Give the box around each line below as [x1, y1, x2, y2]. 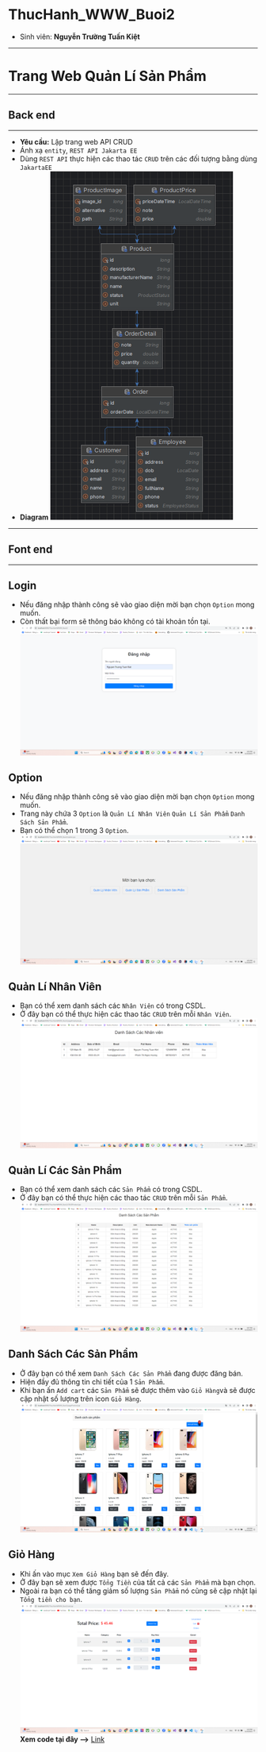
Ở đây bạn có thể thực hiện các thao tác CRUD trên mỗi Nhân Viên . [19, 1009, 232, 1019]
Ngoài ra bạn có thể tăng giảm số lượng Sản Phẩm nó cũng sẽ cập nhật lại [19, 1586, 257, 1596]
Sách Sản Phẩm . [19, 817, 69, 827]
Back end [8, 109, 55, 122]
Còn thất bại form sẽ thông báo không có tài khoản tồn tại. [19, 617, 211, 627]
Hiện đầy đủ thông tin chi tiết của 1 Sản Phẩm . [19, 1376, 165, 1387]
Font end [8, 542, 53, 557]
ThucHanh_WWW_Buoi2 [8, 6, 176, 24]
